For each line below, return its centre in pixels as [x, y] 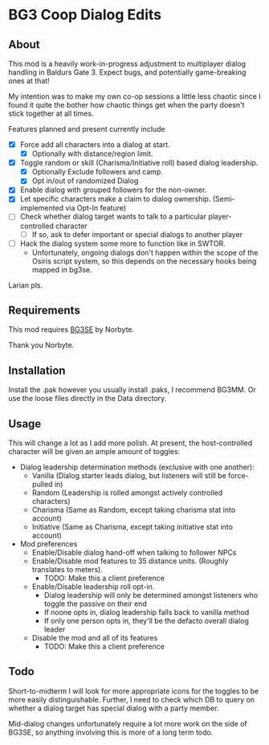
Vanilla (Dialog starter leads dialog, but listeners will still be [129, 476]
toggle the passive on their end [95, 604]
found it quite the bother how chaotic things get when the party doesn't [126, 105]
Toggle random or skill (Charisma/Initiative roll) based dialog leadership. [139, 163]
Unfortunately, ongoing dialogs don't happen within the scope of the [145, 252]
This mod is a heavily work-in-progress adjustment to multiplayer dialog [127, 63]
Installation [37, 370]
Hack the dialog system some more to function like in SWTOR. [123, 244]
